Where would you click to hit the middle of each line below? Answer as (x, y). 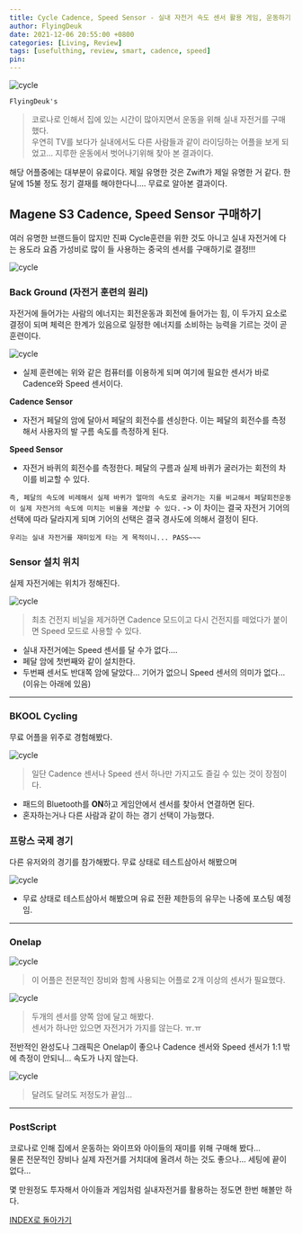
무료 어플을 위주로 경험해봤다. (61, 737)
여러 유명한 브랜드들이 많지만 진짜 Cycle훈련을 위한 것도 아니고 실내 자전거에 (143, 237)
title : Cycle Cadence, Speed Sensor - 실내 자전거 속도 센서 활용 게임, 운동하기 (150, 18)
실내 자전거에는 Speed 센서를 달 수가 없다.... (100, 650)
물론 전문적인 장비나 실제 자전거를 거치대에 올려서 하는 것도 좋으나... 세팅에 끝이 (148, 1159)
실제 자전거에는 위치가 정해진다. (65, 583)
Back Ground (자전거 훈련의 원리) (79, 291)
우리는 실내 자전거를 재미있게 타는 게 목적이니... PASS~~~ (105, 538)
